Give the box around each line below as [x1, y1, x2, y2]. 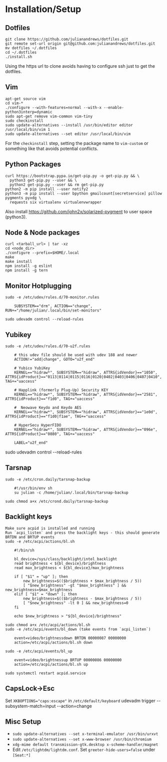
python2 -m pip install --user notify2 [5, 187, 88, 192]
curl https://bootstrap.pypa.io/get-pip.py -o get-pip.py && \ [5, 173, 140, 179]
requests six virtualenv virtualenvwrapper [9, 200, 101, 205]
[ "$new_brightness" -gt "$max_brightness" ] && [23, 583, 126, 588]
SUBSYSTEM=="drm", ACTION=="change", [14, 303, 93, 309]
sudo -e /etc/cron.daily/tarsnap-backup [5, 477, 91, 482]
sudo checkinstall [5, 118, 43, 123]
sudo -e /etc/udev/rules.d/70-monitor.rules [5, 295, 99, 300]
